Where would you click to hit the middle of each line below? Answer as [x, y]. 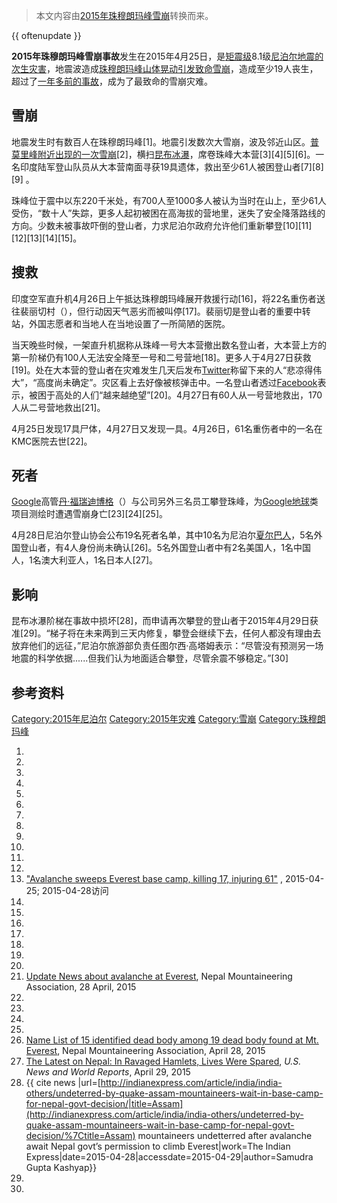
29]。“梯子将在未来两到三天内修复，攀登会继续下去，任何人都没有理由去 [172, 633]
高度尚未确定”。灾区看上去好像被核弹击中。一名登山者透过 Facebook [177, 382]
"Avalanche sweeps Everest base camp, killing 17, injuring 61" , [154, 879]
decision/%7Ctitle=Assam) [80, 1136]
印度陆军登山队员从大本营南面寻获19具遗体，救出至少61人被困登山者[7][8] [171, 166]
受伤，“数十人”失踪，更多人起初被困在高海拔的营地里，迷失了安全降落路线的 [168, 213]
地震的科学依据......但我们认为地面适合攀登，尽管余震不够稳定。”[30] [150, 658]
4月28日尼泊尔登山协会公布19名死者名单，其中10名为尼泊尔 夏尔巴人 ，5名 [162, 535]
